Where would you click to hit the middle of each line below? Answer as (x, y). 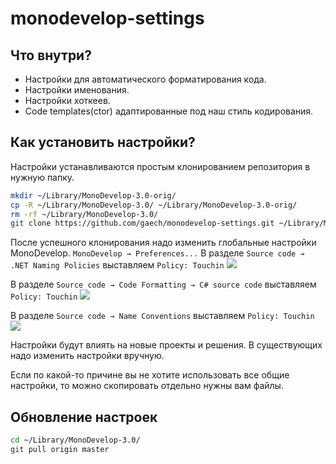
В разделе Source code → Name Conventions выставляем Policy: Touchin (162, 316)
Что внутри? (51, 55)
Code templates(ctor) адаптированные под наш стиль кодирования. (169, 111)
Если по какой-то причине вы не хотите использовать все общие (150, 375)
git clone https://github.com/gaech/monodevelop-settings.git (142, 223)
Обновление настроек (84, 417)
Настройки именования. (77, 90)
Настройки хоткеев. (67, 100)
